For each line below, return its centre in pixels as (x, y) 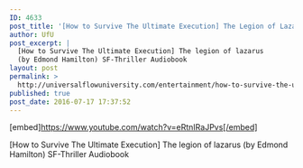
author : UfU (32, 34)
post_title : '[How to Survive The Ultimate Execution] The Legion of (143, 26)
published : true (40, 93)
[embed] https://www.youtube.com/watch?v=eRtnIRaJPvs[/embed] (133, 127)
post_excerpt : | (40, 43)
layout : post (34, 69)
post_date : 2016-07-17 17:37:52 (70, 102)
